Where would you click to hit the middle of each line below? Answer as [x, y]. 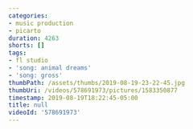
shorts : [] [27, 46]
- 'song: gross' [35, 75]
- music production [41, 23]
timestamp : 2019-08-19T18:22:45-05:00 [73, 98]
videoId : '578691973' [45, 113]
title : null [28, 105]
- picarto [25, 30]
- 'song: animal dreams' [50, 68]
